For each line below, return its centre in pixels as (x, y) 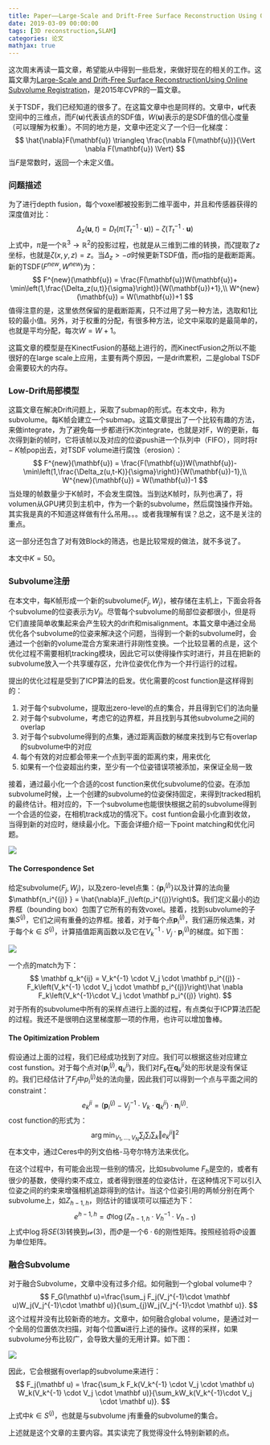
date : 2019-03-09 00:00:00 (53, 23)
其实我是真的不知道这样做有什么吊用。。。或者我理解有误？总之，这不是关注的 (135, 514)
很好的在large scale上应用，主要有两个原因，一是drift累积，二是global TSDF (135, 357)
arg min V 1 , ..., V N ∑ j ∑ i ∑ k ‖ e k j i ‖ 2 (135, 1136)
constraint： (29, 1090)
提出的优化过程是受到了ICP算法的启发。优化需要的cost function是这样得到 (131, 681)
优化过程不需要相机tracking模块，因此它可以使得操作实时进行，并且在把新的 (135, 654)
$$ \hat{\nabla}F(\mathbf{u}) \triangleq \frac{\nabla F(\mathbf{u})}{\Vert (135, 140)
